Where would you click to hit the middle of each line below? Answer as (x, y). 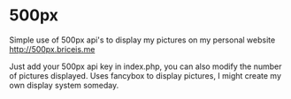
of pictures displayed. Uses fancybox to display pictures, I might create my (145, 75)
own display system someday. (64, 85)
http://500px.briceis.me (52, 49)
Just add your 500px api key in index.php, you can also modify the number (145, 66)
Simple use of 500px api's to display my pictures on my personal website (142, 40)
